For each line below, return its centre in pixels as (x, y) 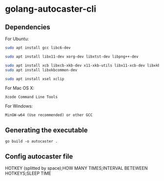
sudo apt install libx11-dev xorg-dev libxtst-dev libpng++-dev (72, 57)
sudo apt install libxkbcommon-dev (41, 70)
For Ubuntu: (17, 39)
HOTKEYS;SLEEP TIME (28, 173)
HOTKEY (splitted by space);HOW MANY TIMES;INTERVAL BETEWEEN (76, 168)
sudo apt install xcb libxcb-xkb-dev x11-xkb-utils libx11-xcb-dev (75, 65)
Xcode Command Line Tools (31, 97)
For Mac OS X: (20, 88)
